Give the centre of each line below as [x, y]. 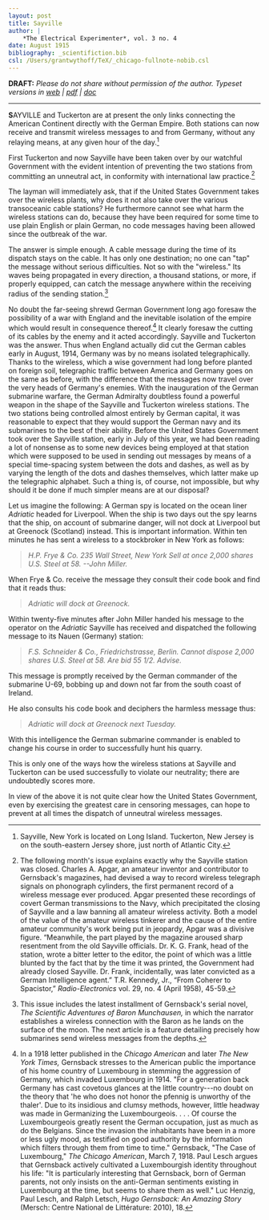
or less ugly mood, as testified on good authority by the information [131, 1139]
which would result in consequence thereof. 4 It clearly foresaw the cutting [131, 327]
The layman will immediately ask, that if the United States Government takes [134, 192]
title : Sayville [35, 23]
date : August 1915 [39, 46]
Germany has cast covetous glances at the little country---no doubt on [137, 1087]
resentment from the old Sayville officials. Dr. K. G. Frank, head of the [134, 945]
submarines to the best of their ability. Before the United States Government [133, 430]
